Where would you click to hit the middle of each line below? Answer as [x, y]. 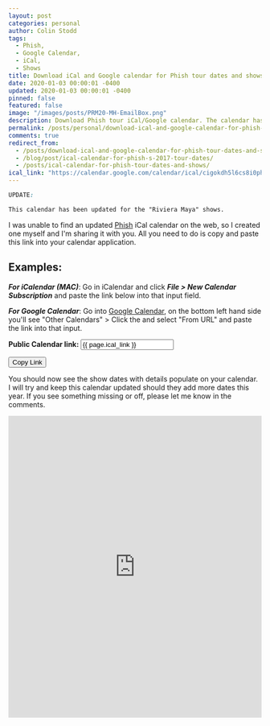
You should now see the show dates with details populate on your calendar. [133, 378]
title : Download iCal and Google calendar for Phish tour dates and [125, 76]
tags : [17, 38]
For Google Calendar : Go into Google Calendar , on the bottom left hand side [135, 311]
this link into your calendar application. [72, 241]
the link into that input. [45, 328]
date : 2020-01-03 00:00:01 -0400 [64, 83]
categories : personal [45, 23]
